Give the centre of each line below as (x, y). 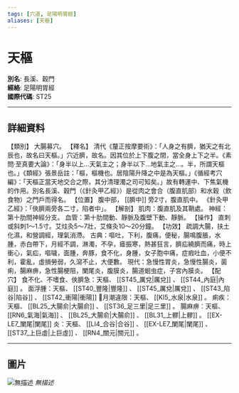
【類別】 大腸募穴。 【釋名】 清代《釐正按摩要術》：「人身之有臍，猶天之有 (116, 146)
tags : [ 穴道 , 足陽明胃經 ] (42, 14)
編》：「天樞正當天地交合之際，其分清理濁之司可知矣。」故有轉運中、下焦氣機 (118, 182)
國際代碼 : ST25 (30, 97)
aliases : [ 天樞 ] (30, 21)
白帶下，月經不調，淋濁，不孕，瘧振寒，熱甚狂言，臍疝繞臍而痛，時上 (129, 244)
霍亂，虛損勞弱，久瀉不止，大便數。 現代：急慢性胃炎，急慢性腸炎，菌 (123, 262)
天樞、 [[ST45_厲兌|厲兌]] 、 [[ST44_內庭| (157, 280)
